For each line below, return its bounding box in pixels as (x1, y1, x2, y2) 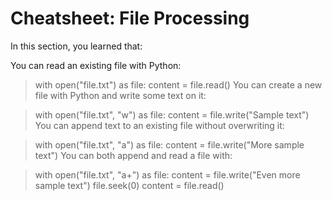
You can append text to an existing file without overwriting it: (34, 119, 285, 131)
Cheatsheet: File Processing (10, 7, 250, 30)
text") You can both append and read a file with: (34, 149, 233, 161)
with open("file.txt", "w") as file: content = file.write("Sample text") (34, 108, 310, 121)
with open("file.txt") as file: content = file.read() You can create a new (34, 78, 323, 91)
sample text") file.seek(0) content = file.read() (34, 179, 225, 191)
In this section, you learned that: (10, 40, 143, 52)
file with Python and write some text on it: (34, 89, 207, 101)
